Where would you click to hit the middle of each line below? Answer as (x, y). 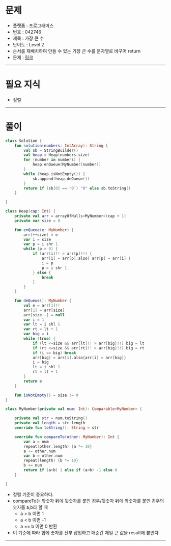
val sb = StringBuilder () (51, 150)
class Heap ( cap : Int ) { (31, 211)
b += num (33, 466)
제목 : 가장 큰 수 (28, 38)
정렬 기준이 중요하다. (33, 494)
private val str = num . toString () (51, 418)
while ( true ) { (40, 339)
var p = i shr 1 (41, 244)
